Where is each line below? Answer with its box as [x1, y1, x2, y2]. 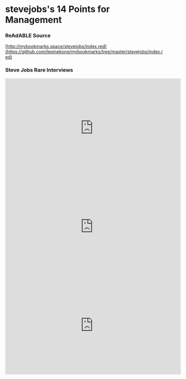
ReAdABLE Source [5, 32, 51, 39]
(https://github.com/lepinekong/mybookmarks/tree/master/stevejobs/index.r [5, 49, 163, 55]
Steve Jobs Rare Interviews [5, 67, 74, 74]
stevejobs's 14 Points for [5, 4, 110, 15]
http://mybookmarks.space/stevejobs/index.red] [7, 44, 107, 50]
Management [5, 14, 62, 26]
